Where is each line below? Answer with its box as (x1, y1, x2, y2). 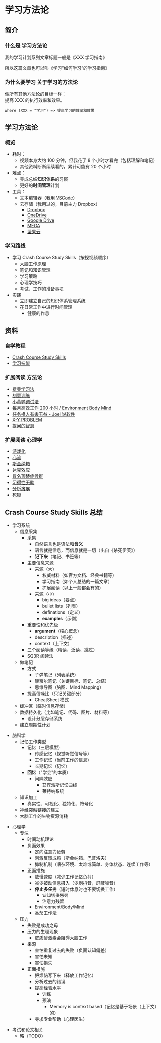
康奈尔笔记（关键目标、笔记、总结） (34, 678, 110, 684)
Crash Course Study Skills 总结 (5, 508, 103, 516)
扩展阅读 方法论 (5, 374, 42, 381)
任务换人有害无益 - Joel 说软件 (12, 411, 75, 417)
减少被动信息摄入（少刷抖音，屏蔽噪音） (34, 880, 118, 886)
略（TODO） (19, 1033, 46, 1039)
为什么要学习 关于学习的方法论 (5, 78, 78, 85)
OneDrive (27, 212, 47, 218)
